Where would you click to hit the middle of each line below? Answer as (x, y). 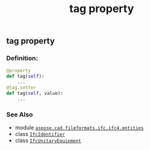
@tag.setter (21, 88)
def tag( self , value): (35, 93)
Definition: (22, 58)
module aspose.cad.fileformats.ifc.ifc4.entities (79, 128)
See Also (20, 114)
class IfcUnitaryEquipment (48, 140)
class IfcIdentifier (40, 134)
